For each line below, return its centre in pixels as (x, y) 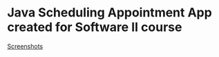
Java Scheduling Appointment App (109, 13)
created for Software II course (95, 27)
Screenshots (25, 46)
